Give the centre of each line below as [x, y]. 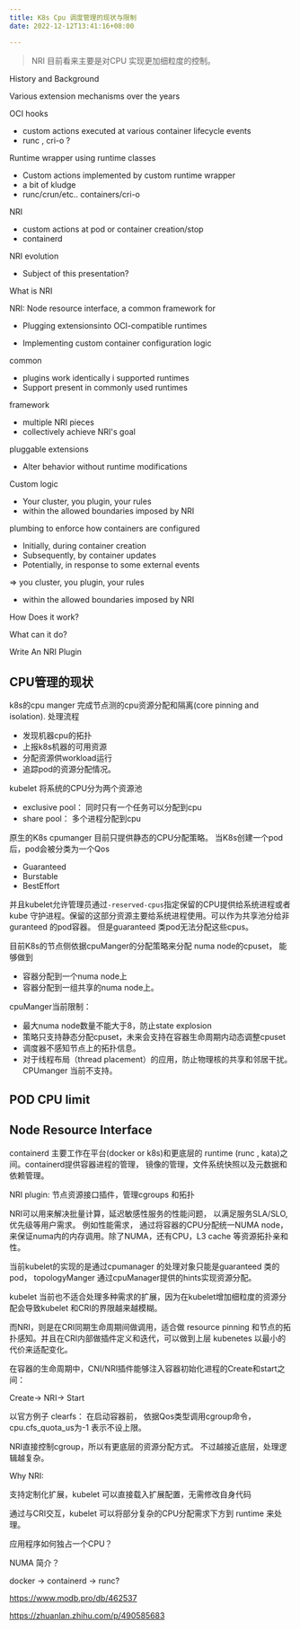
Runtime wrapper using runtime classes [83, 157]
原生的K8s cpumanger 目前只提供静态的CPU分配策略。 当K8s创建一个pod [146, 838]
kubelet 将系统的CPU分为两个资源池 [76, 789]
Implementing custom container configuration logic [117, 343]
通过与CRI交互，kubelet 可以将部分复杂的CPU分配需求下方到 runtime [137, 1513]
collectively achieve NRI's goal [79, 431]
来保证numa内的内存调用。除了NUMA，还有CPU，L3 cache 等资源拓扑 [141, 1236]
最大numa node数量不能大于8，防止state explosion [117, 1026]
